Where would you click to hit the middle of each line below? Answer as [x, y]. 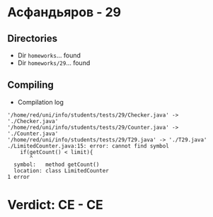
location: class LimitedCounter [62, 170]
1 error [19, 177]
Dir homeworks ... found [49, 55]
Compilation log [40, 102]
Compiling [31, 85]
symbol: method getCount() [57, 164]
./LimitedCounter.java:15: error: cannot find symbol [88, 146]
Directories [33, 39]
